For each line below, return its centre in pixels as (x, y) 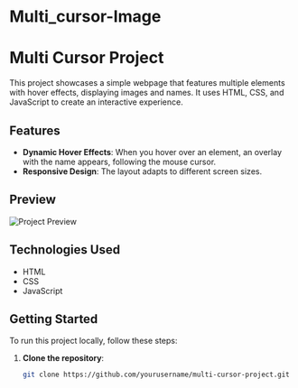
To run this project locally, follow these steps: (93, 341)
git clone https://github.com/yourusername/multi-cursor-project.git (156, 375)
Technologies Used (65, 250)
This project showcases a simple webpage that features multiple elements (148, 83)
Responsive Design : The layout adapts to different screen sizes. (142, 171)
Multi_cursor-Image (85, 17)
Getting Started (54, 319)
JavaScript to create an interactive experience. (96, 102)
